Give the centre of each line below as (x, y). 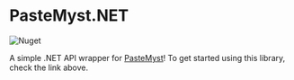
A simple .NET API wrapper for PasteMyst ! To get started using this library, (147, 58)
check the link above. (49, 67)
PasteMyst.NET (69, 16)
